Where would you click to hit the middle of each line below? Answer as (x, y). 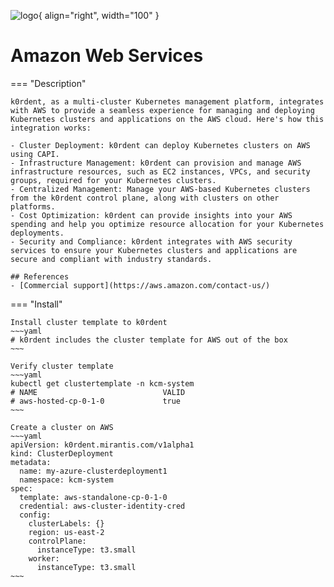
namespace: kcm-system (66, 480)
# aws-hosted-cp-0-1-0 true (96, 401)
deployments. (37, 233)
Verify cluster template (62, 366)
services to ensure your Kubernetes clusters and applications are (154, 250)
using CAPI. (35, 154)
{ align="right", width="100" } (99, 15)
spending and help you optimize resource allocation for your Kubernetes (167, 224)
